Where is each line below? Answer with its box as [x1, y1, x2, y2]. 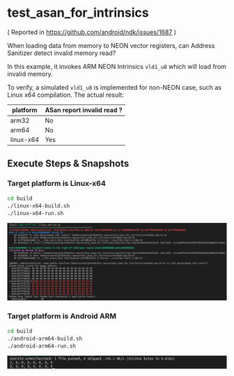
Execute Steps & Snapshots [7, 158, 130, 170]
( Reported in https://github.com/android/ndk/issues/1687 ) [7, 28, 176, 36]
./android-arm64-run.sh [7, 343, 77, 350]
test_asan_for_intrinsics [7, 5, 150, 21]
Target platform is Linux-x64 [7, 179, 107, 188]
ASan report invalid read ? [45, 106, 123, 114]
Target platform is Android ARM [7, 311, 117, 321]
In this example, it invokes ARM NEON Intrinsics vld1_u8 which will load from [7, 62, 226, 70]
